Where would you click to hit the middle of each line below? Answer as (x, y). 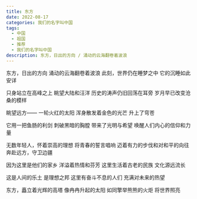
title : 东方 (20, 11)
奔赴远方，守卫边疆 (29, 152)
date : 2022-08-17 (27, 17)
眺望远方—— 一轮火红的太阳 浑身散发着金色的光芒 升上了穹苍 (80, 112)
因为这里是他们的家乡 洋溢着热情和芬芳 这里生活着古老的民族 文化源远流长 (96, 165)
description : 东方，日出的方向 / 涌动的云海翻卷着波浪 (67, 55)
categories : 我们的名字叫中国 (40, 22)
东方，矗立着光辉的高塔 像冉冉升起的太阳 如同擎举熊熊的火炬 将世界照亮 (93, 190)
